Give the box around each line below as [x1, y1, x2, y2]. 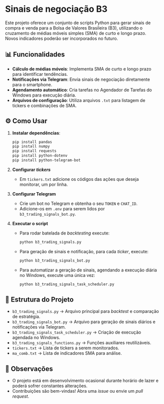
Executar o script [12, 220, 48, 226]
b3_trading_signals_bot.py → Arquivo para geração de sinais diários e [12, 319, 156, 325]
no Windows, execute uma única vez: [19, 272, 95, 278]
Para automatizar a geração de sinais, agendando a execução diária [19, 267, 157, 273]
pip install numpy [12, 144, 50, 149]
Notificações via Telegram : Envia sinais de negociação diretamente [12, 76, 150, 82]
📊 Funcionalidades [5, 50, 65, 59]
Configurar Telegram [12, 191, 56, 197]
